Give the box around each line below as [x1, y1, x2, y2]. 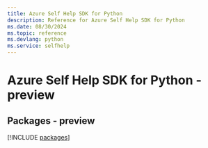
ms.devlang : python [7, 36, 64, 43]
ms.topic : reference [7, 29, 67, 37]
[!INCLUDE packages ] [7, 133, 70, 141]
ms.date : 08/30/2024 [7, 23, 67, 30]
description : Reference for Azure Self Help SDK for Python [7, 17, 186, 24]
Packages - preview [7, 115, 95, 126]
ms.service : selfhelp [7, 42, 70, 49]
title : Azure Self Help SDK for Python [7, 10, 123, 17]
